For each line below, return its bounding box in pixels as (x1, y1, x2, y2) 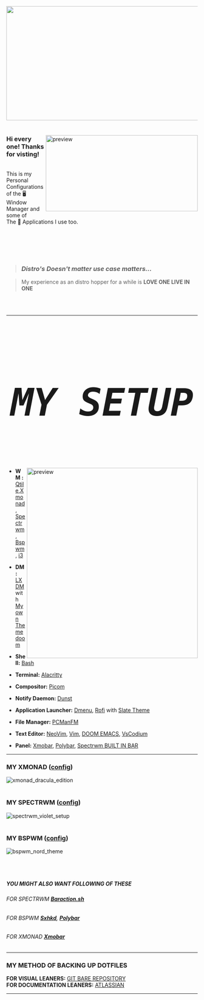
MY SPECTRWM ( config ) (6, 798, 81, 807)
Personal (6, 177, 29, 184)
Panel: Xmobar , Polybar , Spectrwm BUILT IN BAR (15, 742, 138, 749)
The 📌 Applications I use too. (6, 218, 78, 225)
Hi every (6, 135, 32, 143)
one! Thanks (6, 143, 44, 151)
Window (6, 199, 27, 206)
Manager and (6, 205, 40, 213)
